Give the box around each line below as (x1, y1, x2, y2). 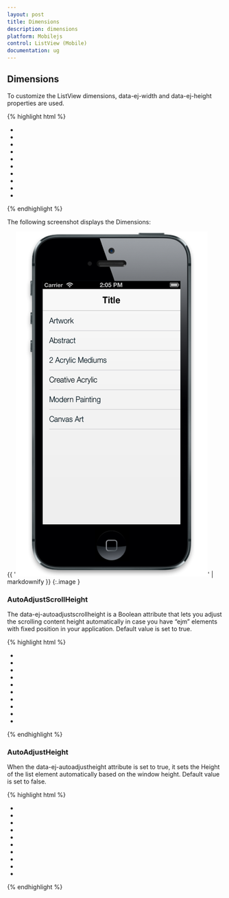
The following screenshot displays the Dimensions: (7, 217, 151, 226)
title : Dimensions (7, 18, 60, 25)
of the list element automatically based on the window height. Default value (7, 770, 220, 779)
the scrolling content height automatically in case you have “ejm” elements (7, 617, 218, 626)
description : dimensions (7, 25, 78, 32)
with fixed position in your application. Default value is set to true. (7, 625, 192, 633)
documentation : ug (7, 47, 60, 54)
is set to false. (7, 777, 47, 785)
